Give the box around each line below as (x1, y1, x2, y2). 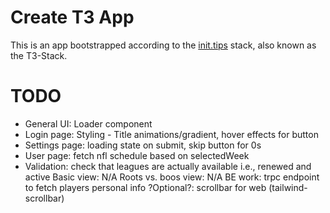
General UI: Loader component (24, 117, 153, 130)
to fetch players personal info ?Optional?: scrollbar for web (24, 181, 267, 193)
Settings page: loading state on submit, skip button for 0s (24, 139, 262, 151)
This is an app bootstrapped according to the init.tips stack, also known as (10, 39, 317, 51)
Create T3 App (10, 6, 135, 29)
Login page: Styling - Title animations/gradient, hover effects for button (24, 128, 319, 140)
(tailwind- (268, 181, 308, 193)
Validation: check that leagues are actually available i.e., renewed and (24, 160, 312, 172)
